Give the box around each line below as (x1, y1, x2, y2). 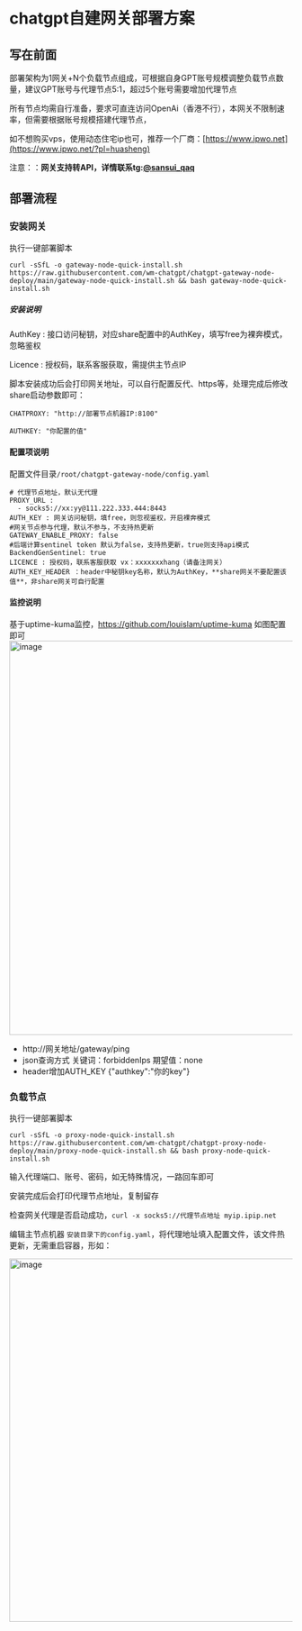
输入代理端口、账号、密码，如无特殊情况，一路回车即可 (9, 1171, 214, 1182)
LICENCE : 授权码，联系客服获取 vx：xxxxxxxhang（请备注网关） (9, 558, 226, 567)
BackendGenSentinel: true (9, 548, 106, 557)
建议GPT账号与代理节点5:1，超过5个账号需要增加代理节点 (24, 84, 237, 95)
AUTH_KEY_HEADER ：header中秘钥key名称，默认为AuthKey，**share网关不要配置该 (9, 567, 288, 577)
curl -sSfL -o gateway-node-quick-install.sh (9, 260, 182, 269)
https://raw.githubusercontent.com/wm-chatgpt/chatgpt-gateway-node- (9, 268, 276, 278)
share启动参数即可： (9, 389, 85, 400)
